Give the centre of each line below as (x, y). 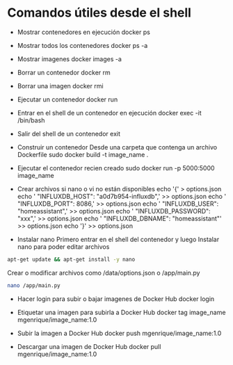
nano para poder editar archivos (63, 246)
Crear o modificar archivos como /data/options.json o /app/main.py (104, 273)
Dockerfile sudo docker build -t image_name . (83, 154)
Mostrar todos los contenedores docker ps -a (82, 45)
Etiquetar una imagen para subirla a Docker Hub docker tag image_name (121, 312)
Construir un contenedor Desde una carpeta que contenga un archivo (117, 147)
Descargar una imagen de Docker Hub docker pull (89, 346)
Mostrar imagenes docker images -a (69, 59)
